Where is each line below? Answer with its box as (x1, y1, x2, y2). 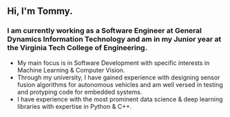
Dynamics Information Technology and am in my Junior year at (7, 34, 222, 44)
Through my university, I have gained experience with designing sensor (17, 73, 220, 81)
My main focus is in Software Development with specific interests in (17, 58, 210, 67)
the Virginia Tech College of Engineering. (7, 43, 148, 53)
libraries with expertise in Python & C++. (17, 102, 132, 110)
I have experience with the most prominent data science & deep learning (17, 95, 223, 103)
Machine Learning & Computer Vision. (17, 66, 125, 74)
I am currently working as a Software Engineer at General (7, 26, 202, 36)
